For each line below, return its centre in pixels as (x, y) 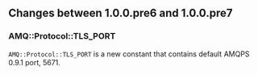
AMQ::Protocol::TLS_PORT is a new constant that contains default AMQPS (129, 54)
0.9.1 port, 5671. (34, 62)
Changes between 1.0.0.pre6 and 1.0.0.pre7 (121, 13)
